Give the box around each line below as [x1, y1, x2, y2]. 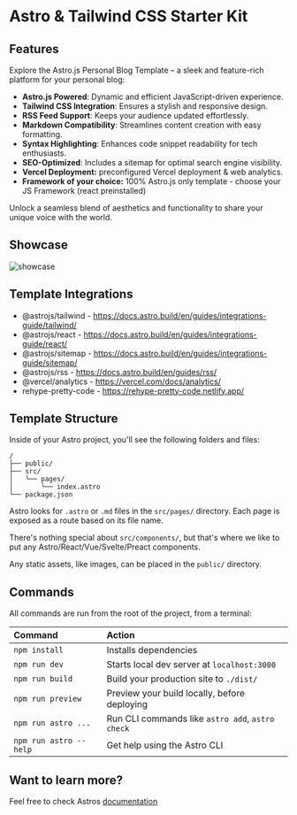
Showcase [9, 237, 69, 253]
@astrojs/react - [21, 329, 82, 340]
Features [9, 42, 59, 57]
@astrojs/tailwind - [21, 310, 91, 320]
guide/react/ [21, 338, 68, 349]
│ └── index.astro [9, 482, 101, 492]
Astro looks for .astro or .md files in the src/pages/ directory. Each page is [9, 506, 280, 517]
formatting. [21, 129, 64, 139]
